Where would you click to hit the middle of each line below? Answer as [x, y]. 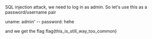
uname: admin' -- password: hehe [40, 22]
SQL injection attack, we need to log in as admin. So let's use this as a [76, 7]
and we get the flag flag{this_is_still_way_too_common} [61, 31]
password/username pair [31, 12]
